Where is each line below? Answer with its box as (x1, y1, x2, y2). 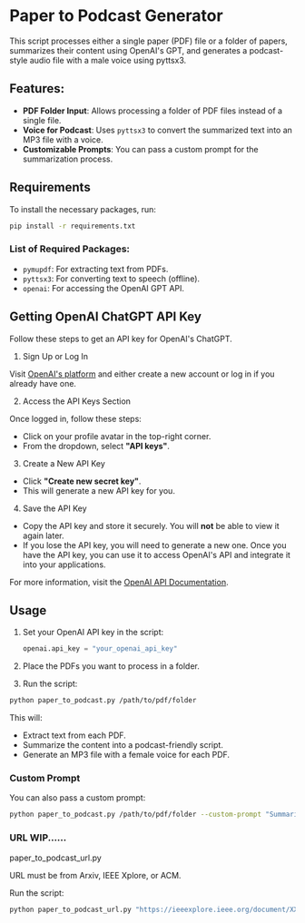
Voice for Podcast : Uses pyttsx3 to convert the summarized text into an (22, 124, 293, 135)
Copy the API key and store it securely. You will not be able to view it (22, 520, 280, 531)
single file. (22, 114, 62, 125)
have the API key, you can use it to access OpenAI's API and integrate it (22, 549, 290, 560)
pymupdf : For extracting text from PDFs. (22, 263, 169, 274)
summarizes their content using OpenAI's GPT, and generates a (9, 44, 248, 55)
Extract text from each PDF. (22, 730, 127, 741)
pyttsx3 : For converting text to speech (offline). (22, 273, 201, 284)
